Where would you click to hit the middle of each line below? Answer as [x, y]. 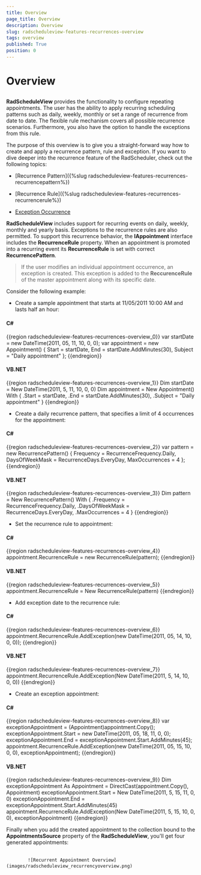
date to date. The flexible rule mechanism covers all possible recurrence [95, 121]
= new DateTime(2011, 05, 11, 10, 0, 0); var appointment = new [82, 343]
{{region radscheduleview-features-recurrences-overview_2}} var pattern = [100, 447]
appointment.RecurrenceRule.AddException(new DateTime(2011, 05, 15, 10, [99, 747]
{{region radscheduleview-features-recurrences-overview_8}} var [88, 721]
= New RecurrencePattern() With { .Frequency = [66, 500]
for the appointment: [40, 419]
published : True [26, 44]
